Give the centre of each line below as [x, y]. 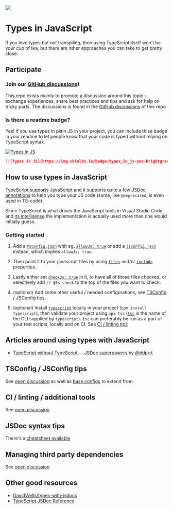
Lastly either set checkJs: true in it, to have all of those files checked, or [90, 277]
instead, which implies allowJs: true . [53, 251]
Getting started [25, 235]
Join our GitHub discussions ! [42, 84]
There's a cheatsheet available [38, 438]
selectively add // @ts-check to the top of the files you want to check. [87, 282]
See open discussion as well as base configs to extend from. [70, 381]
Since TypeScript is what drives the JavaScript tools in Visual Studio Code [84, 210]
